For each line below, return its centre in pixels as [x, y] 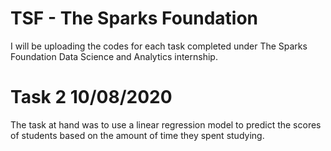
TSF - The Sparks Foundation [134, 18]
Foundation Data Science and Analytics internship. [114, 56]
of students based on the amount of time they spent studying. [137, 135]
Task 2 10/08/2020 [91, 97]
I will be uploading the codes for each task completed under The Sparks [159, 46]
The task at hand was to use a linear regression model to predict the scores [166, 124]
